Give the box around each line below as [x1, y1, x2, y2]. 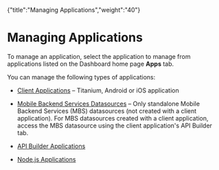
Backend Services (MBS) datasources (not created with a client [16, 106, 197, 115]
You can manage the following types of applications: [7, 73, 156, 81]
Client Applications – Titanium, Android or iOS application [16, 86, 180, 95]
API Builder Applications [16, 142, 86, 150]
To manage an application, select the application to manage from [7, 52, 191, 60]
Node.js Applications [16, 155, 76, 163]
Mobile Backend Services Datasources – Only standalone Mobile [16, 99, 200, 108]
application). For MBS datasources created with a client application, [16, 114, 209, 122]
